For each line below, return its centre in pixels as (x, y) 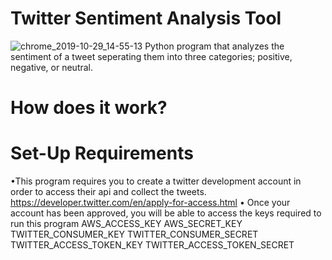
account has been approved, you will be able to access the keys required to (166, 213)
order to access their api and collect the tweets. (108, 192)
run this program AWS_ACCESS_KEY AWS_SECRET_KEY (126, 224)
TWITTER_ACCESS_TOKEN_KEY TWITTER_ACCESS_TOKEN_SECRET (152, 245)
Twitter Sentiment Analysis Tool (146, 18)
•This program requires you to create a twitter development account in (156, 181)
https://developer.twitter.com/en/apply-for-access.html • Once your (150, 203)
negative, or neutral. (52, 67)
